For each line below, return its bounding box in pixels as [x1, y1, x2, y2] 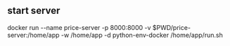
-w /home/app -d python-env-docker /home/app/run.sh [60, 31, 223, 39]
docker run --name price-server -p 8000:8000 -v [7, 23, 151, 31]
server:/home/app [7, 31, 60, 39]
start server [7, 5, 60, 17]
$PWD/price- [152, 23, 191, 31]
